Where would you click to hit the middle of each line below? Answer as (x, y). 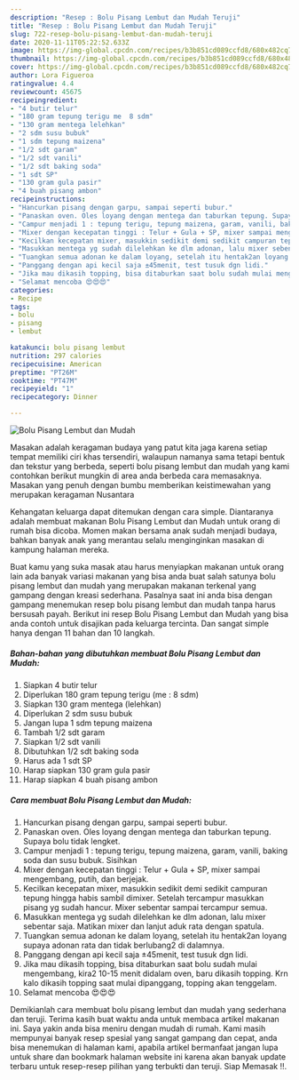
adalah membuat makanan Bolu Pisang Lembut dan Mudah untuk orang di (145, 521)
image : (22, 51)
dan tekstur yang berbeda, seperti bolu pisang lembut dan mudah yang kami (150, 466)
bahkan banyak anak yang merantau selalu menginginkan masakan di (137, 540)
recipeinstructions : (48, 200)
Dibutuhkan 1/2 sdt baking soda (81, 751)
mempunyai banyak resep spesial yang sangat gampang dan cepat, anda (144, 1037)
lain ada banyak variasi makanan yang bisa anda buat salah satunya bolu (143, 576)
